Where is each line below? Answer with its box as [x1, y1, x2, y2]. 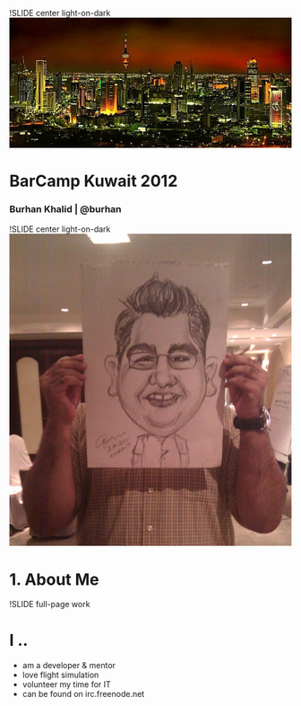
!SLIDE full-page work [9, 599, 90, 610]
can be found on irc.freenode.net [21, 689, 145, 700]
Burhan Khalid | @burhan [9, 203, 123, 216]
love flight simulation [21, 669, 99, 681]
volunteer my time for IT [21, 679, 112, 690]
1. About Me [9, 569, 100, 589]
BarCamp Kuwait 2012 [9, 171, 178, 191]
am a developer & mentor [21, 660, 116, 671]
